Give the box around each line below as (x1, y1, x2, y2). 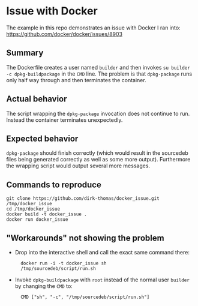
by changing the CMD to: (14, 283, 73, 289)
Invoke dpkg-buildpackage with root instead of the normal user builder (14, 276, 190, 283)
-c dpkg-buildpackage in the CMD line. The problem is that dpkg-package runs (6, 70, 193, 77)
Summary (6, 48, 44, 58)
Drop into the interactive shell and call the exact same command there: (14, 249, 190, 256)
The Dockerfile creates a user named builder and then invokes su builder (6, 64, 190, 71)
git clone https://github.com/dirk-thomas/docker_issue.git (6, 196, 160, 202)
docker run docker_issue (6, 217, 68, 223)
